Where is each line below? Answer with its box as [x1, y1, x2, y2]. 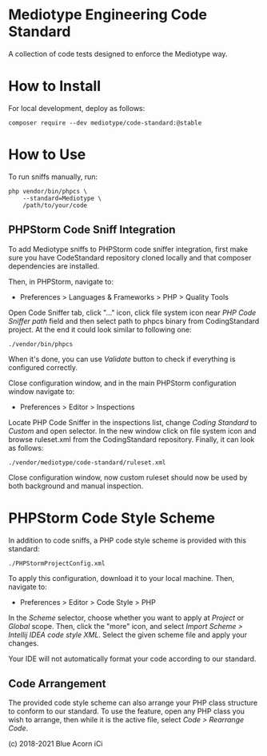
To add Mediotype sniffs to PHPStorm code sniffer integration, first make [8, 244, 249, 253]
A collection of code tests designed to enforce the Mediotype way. [8, 49, 228, 58]
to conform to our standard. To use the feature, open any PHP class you [8, 706, 245, 716]
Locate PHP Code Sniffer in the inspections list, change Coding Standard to [8, 417, 257, 427]
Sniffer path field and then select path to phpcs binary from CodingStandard [8, 316, 260, 325]
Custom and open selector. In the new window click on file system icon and [8, 426, 257, 436]
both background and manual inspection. [8, 481, 144, 491]
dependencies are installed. [8, 261, 100, 271]
